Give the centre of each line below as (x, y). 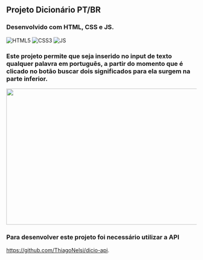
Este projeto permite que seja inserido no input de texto (89, 56)
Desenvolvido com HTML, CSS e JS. (60, 27)
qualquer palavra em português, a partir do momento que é (95, 63)
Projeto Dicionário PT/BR (53, 10)
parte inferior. (27, 79)
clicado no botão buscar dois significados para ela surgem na (98, 71)
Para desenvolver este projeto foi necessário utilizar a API (93, 237)
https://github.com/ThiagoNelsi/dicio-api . (58, 250)
